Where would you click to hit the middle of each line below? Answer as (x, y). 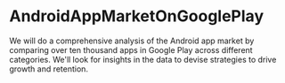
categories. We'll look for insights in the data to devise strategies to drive (143, 59)
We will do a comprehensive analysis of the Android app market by (132, 41)
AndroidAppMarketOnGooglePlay (137, 16)
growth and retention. (49, 69)
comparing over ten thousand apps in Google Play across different (131, 49)
